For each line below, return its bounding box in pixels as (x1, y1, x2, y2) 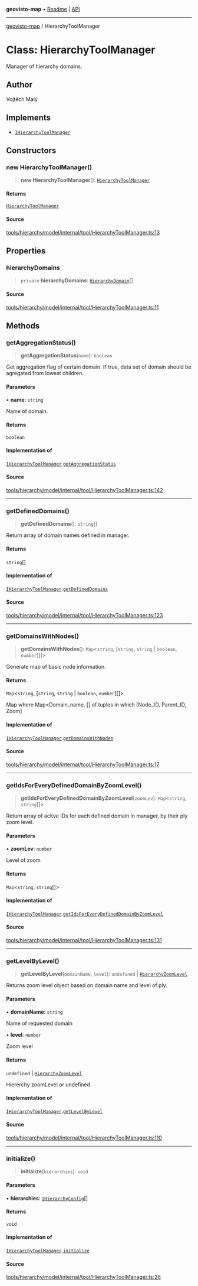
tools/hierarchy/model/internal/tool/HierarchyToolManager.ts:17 (6, 761, 160, 768)
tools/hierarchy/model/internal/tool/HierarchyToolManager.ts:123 (6, 611, 163, 618)
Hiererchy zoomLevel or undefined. (6, 1081, 93, 1088)
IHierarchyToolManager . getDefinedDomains (6, 585, 108, 592)
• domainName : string (6, 1008, 63, 1015)
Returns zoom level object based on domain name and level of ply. (6, 982, 168, 989)
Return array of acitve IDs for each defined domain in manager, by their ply (6, 812, 188, 819)
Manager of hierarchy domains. (6, 63, 82, 70)
